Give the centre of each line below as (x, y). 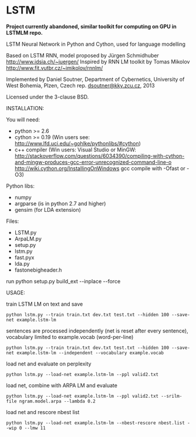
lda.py (22, 263)
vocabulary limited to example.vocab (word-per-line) (70, 337)
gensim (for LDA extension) (48, 209)
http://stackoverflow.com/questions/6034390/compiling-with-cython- (99, 155)
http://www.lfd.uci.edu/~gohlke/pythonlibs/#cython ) (77, 143)
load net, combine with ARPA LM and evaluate (62, 385)
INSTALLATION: (25, 108)
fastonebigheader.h (38, 270)
